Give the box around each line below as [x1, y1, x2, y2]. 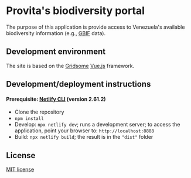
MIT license [6, 166, 35, 173]
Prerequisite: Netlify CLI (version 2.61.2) [6, 95, 107, 102]
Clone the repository [14, 108, 64, 115]
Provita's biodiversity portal [6, 4, 145, 18]
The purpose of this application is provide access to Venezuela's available [6, 23, 185, 30]
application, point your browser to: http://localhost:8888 [14, 127, 154, 134]
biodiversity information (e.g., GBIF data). [6, 29, 106, 36]
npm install [14, 116, 44, 122]
